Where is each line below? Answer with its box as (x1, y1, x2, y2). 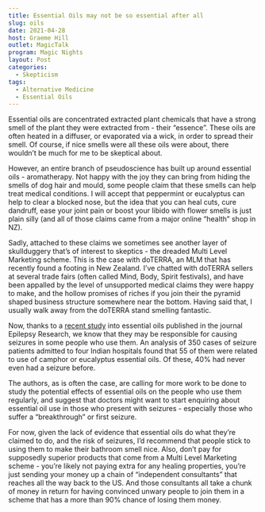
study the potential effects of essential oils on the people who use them (8, 387, 242, 397)
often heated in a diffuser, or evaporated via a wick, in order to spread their (8, 132, 254, 141)
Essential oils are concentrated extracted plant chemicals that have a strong (8, 114, 256, 124)
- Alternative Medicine (15, 85, 94, 94)
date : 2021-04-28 (8, 26, 66, 34)
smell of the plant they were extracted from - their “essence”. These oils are (8, 123, 256, 133)
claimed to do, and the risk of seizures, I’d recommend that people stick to (8, 436, 252, 445)
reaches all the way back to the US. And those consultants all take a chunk (8, 478, 252, 488)
